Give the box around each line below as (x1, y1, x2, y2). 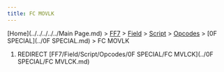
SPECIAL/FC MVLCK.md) (17, 57, 90, 66)
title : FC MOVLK (7, 10, 54, 17)
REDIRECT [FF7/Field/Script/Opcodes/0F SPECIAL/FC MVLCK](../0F (17, 50, 214, 58)
